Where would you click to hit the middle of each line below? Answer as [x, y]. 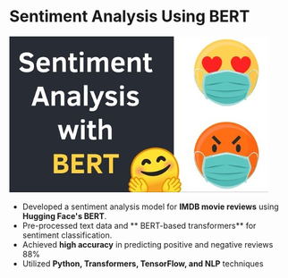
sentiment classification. [67, 235]
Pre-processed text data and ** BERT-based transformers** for [139, 225]
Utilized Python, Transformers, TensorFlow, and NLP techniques [143, 263]
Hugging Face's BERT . [64, 215]
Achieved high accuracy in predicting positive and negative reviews [148, 244]
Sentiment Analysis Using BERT [130, 17]
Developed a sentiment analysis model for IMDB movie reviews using [150, 206]
